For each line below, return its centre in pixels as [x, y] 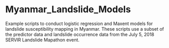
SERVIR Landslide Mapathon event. [43, 40]
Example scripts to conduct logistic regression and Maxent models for [79, 23]
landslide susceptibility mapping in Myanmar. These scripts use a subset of [85, 29]
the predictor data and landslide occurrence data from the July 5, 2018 [80, 34]
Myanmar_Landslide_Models [68, 9]
